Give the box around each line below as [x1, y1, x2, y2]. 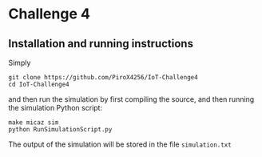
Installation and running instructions [8, 37, 194, 50]
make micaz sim [8, 119, 59, 127]
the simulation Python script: [8, 103, 102, 112]
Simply [8, 58, 31, 67]
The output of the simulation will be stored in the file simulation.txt [8, 139, 232, 149]
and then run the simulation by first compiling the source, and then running [8, 95, 255, 104]
